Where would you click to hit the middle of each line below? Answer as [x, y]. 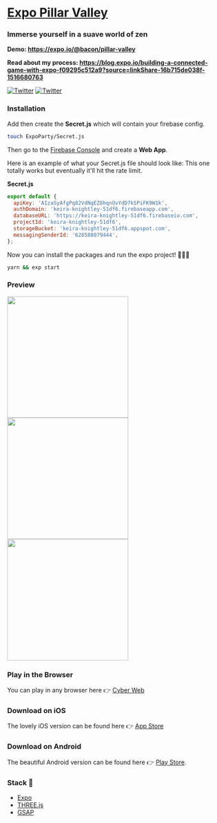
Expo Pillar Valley [58, 13]
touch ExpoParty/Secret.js [46, 136]
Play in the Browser [40, 674]
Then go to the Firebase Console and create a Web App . [87, 149]
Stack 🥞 [20, 782]
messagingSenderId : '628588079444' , [66, 235]
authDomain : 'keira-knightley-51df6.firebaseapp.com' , [94, 209]
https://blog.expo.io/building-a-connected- [143, 63]
